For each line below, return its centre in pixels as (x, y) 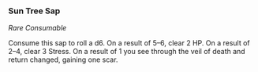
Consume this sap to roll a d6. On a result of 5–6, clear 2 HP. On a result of (129, 43)
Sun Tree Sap (34, 11)
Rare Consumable (37, 28)
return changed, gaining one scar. (63, 59)
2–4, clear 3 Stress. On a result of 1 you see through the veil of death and (127, 52)
